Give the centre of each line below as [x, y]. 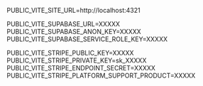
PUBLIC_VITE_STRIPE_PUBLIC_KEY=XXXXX [70, 53]
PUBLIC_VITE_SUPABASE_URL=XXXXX [64, 24]
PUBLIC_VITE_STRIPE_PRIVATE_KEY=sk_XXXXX [77, 60]
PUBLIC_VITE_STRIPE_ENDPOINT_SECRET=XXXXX [81, 68]
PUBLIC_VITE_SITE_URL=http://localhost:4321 [73, 10]
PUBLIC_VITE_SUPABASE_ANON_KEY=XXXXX [74, 32]
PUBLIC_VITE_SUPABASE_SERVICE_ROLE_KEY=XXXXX [87, 39]
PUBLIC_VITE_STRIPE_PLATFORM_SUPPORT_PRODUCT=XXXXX [101, 75]
